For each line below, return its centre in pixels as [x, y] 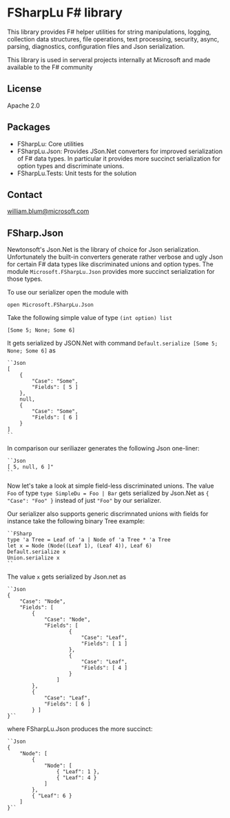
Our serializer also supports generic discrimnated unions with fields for [108, 514]
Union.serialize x [33, 558]
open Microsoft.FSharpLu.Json [51, 305]
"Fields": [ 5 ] [55, 388]
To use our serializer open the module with [68, 292]
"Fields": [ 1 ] [104, 644]
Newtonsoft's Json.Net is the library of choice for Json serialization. [104, 250]
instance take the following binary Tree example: [76, 521]
